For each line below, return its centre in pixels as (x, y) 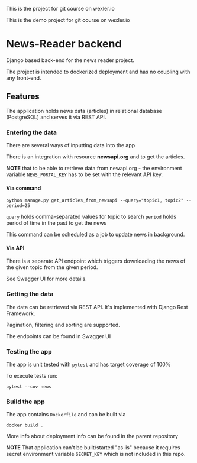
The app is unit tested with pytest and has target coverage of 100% (88, 365)
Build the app (26, 402)
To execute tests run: (32, 376)
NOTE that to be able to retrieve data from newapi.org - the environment (94, 169)
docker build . (25, 425)
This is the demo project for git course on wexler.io (68, 20)
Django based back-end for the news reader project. (70, 60)
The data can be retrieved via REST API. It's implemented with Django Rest (97, 307)
